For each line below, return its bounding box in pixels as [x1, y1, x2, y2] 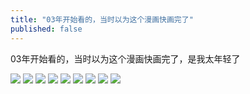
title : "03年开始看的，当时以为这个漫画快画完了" [10, 14, 194, 25]
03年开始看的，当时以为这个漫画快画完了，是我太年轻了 [10, 52, 241, 65]
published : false [10, 24, 83, 34]
